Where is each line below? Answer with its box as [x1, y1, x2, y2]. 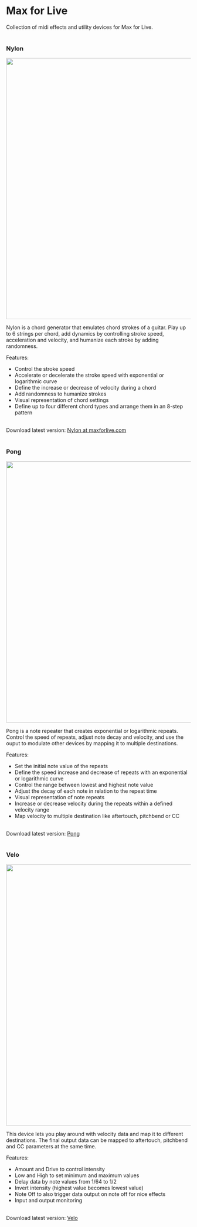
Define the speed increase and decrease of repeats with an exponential [14, 769, 188, 776]
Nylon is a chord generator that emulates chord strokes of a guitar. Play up [6, 324, 186, 331]
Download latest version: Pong [6, 830, 80, 837]
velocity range [14, 806, 50, 813]
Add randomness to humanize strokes [14, 390, 107, 397]
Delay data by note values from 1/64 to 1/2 [14, 1178, 117, 1185]
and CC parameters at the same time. [6, 1143, 97, 1150]
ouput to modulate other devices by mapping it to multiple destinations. [6, 739, 178, 746]
